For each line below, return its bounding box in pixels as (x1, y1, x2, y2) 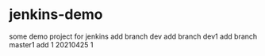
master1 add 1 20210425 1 (9, 39, 94, 49)
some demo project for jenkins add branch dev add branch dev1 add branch (9, 32, 258, 41)
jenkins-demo (9, 6, 103, 24)
